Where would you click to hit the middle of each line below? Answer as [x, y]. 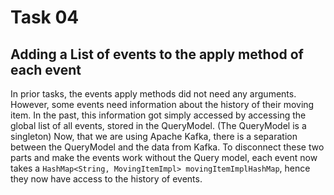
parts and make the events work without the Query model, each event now [164, 157]
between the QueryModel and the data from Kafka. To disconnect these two [167, 147]
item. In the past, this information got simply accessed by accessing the [158, 115]
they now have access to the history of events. [106, 179]
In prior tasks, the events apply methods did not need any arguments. [153, 94]
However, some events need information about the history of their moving [162, 104]
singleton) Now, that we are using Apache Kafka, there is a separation [154, 136]
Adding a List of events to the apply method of [157, 54]
